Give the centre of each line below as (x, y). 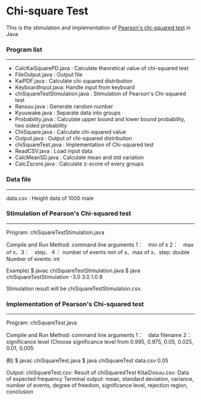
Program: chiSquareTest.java (42, 323)
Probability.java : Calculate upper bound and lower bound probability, (100, 119)
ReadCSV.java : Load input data (54, 151)
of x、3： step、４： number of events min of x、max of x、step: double (98, 252)
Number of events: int (33, 258)
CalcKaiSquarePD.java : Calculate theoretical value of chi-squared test (101, 68)
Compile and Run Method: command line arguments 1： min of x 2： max (100, 245)
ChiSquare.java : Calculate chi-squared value (71, 132)
